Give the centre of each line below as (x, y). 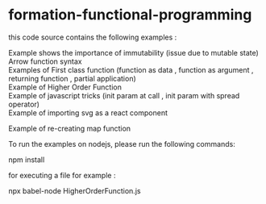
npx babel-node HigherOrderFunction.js (75, 190)
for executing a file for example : (62, 175)
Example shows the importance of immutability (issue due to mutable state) (134, 52)
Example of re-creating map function (70, 128)
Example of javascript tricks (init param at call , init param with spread (124, 95)
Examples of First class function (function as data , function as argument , (131, 69)
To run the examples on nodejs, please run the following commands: (122, 144)
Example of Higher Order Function (65, 87)
